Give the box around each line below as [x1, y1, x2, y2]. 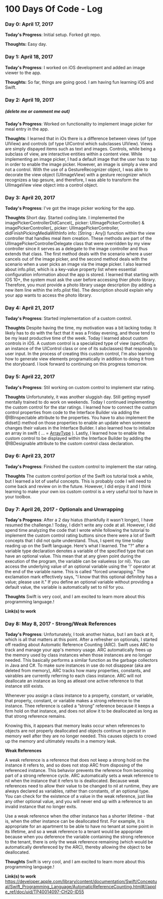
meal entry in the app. [5, 126, 49, 132]
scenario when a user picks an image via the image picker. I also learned [5, 261, 151, 267]
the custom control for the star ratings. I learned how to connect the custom [5, 404, 157, 410]
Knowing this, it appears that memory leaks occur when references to [5, 723, 145, 729]
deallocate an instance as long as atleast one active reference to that [5, 678, 144, 684]
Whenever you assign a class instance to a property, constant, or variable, [5, 693, 154, 698]
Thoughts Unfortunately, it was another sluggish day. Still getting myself [5, 393, 151, 400]
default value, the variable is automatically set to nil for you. [5, 584, 125, 590]
